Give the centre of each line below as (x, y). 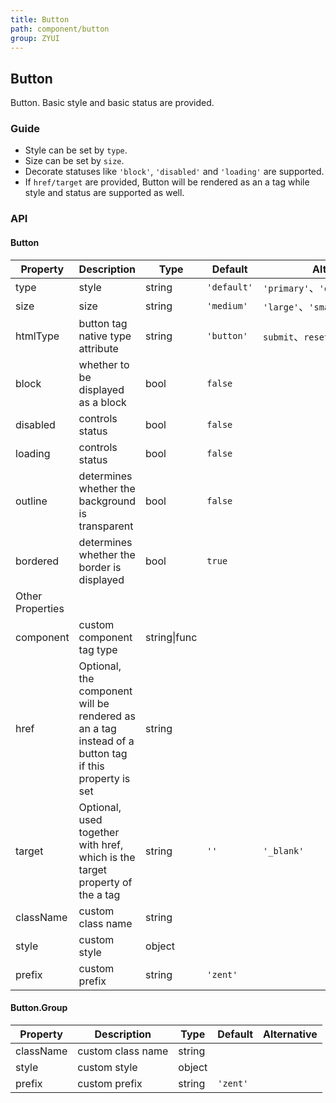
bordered (37, 561)
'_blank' (284, 850)
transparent (106, 526)
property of (105, 882)
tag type (98, 649)
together (99, 832)
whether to (104, 364)
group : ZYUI (35, 38)
